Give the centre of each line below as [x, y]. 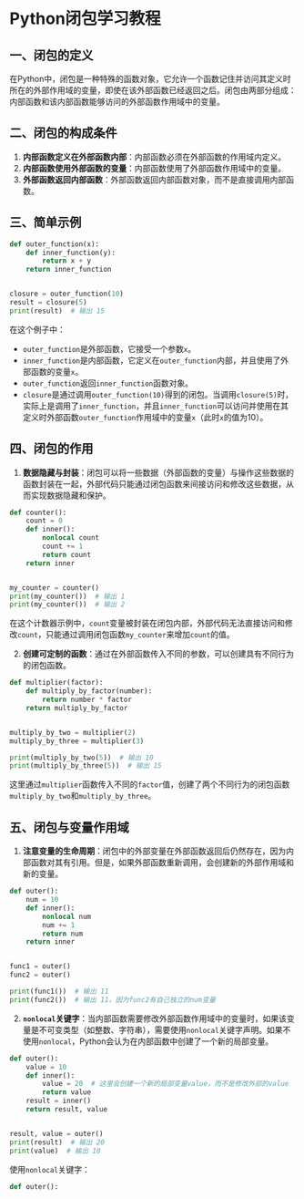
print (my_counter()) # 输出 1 [67, 596]
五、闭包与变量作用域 [69, 827]
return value [67, 1092]
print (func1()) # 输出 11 [59, 991]
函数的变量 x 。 [57, 371]
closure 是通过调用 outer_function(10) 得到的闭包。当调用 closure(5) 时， [158, 394]
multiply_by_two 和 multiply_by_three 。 [83, 796]
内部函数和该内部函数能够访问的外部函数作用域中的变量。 [117, 102]
